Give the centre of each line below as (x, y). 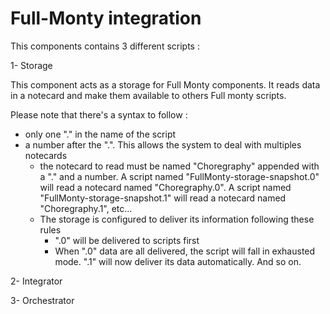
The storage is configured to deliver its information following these (177, 219)
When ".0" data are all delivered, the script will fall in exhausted (185, 251)
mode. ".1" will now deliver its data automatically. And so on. (178, 261)
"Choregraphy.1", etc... (86, 208)
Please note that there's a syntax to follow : (99, 114)
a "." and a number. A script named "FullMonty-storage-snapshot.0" (179, 176)
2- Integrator (36, 281)
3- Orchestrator (42, 300)
